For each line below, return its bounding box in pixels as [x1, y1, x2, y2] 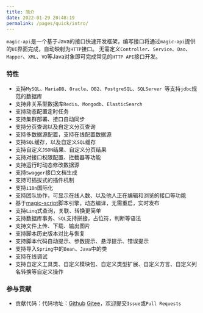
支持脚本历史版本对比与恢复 [15, 229, 85, 237]
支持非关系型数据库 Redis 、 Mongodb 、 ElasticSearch [15, 100, 143, 107]
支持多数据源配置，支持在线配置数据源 [15, 131, 112, 138]
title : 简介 [6, 9, 35, 15]
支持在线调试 [15, 253, 48, 260]
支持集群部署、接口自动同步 [15, 115, 85, 123]
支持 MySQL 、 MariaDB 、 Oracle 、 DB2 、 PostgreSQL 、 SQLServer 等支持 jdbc [15, 85, 192, 92]
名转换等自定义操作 [15, 268, 64, 275]
